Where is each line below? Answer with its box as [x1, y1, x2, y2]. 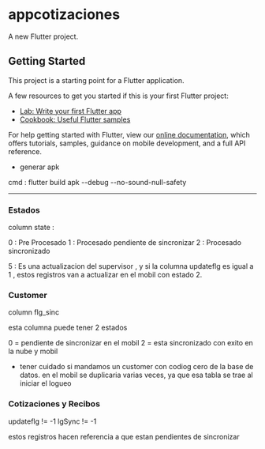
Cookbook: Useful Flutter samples [19, 115, 131, 124]
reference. [8, 146, 42, 156]
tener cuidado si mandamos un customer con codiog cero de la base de [19, 362, 254, 372]
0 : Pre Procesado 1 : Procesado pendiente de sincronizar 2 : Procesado [8, 238, 242, 247]
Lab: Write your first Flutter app [19, 106, 122, 115]
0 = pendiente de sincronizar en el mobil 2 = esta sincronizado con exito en [8, 338, 254, 348]
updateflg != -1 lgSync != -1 [8, 417, 97, 426]
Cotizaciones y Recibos [8, 398, 101, 409]
